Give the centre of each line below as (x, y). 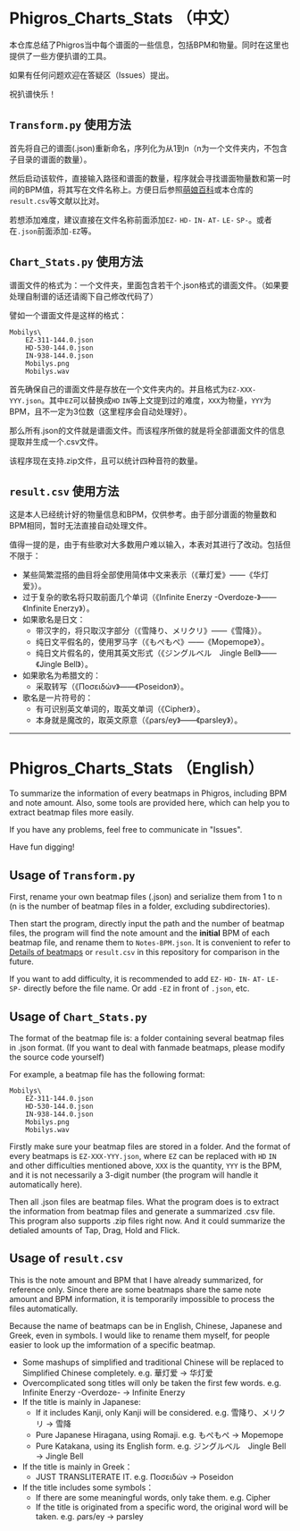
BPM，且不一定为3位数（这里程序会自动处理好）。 (100, 411)
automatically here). (46, 1184)
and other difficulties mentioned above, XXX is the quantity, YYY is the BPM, (146, 1165)
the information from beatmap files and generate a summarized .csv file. (142, 1211)
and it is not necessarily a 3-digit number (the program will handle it (134, 1175)
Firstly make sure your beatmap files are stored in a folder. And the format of (150, 1146)
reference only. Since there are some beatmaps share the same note (135, 1290)
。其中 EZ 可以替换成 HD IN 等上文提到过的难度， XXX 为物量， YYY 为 (157, 400)
